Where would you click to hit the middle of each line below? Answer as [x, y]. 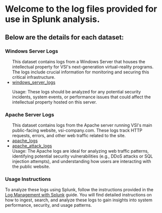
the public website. [31, 167]
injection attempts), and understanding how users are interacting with [81, 161]
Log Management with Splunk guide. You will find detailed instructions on [78, 195]
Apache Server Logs [30, 114]
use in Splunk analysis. [53, 19]
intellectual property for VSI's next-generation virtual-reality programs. [83, 67]
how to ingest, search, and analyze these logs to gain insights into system [79, 200]
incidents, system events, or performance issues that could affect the [81, 97]
